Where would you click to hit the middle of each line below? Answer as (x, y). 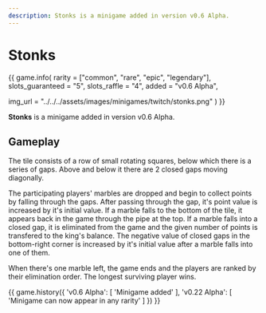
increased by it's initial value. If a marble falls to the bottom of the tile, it (125, 210)
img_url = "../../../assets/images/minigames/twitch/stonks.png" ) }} (117, 101)
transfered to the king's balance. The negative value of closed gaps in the (129, 236)
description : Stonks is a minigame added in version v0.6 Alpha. (119, 16)
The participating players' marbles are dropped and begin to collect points (130, 193)
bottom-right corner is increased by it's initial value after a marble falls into (131, 244)
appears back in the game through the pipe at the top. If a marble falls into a (133, 219)
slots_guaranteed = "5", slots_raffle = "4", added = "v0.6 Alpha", (113, 85)
